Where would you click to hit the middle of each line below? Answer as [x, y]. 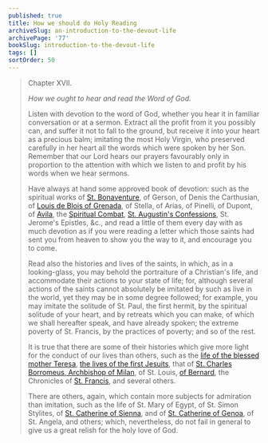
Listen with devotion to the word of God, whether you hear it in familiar [144, 113]
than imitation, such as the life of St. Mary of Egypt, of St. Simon [133, 405]
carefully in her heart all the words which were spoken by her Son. [137, 148]
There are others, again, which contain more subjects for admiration [140, 396]
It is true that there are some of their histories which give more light [138, 346]
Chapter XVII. [50, 83]
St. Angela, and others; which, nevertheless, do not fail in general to [139, 421]
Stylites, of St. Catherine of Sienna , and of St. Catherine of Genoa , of [141, 413]
